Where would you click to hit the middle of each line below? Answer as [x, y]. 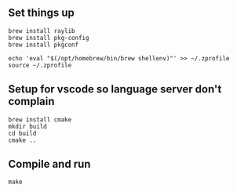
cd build [22, 133]
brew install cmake [40, 120]
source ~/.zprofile [40, 65]
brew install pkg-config [49, 38]
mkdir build [27, 126]
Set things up [41, 13]
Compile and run [49, 164]
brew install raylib [42, 31]
